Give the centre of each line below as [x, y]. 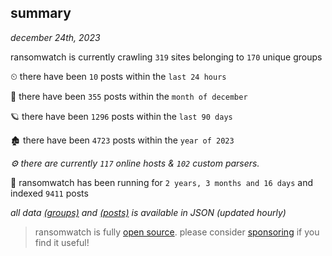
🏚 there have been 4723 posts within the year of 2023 [122, 140]
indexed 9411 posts [49, 193]
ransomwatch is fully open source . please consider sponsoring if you [177, 232]
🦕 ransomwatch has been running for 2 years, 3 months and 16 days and [162, 182]
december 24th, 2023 [55, 37]
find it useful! [62, 242]
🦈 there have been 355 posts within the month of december [129, 96]
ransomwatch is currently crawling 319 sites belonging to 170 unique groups [166, 57]
